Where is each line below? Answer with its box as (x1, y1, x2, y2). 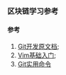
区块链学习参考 (7, 6, 59, 16)
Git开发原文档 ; (17, 42, 60, 51)
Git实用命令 (17, 60, 52, 69)
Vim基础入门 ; (17, 51, 57, 59)
